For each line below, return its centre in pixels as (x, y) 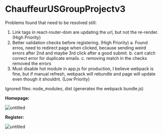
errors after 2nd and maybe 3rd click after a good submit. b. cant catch (84, 53)
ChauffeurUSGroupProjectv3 (65, 9)
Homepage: (17, 98)
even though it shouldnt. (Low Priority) (51, 79)
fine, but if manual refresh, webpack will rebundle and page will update (84, 74)
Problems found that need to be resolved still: (51, 23)
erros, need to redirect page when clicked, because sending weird (79, 48)
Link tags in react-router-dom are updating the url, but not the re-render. (85, 32)
